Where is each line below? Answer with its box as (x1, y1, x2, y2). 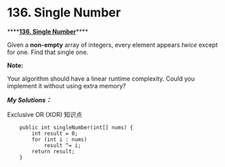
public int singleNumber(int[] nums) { (19, 124, 134, 131)
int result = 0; (32, 130, 78, 137)
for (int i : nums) (32, 136, 88, 143)
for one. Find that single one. (7, 48, 88, 56)
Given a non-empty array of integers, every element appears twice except (7, 40, 218, 49)
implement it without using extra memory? (7, 81, 126, 90)
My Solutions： (7, 96, 52, 104)
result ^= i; (43, 142, 81, 149)
